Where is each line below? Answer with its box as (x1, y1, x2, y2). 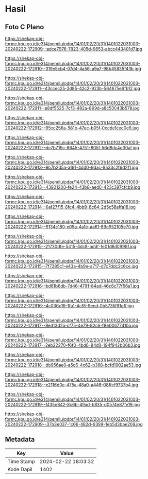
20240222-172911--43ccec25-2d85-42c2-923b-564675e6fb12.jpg (5, 86, 141, 91)
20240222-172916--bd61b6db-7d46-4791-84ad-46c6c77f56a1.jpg (5, 283, 140, 289)
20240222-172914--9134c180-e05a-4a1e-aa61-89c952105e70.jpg (5, 224, 138, 230)
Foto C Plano (5, 23, 44, 31)
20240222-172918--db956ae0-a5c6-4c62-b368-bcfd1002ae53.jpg (5, 362, 141, 368)
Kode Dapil (7, 466, 33, 473)
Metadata (5, 435, 35, 444)
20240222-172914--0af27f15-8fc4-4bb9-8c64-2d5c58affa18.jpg (5, 204, 136, 210)
